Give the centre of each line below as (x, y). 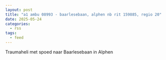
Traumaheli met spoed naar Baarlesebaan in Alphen (59, 52)
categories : (18, 24)
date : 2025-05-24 (24, 19)
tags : (11, 33)
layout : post (19, 10)
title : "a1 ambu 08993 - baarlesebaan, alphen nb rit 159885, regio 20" (84, 14)
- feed (17, 38)
